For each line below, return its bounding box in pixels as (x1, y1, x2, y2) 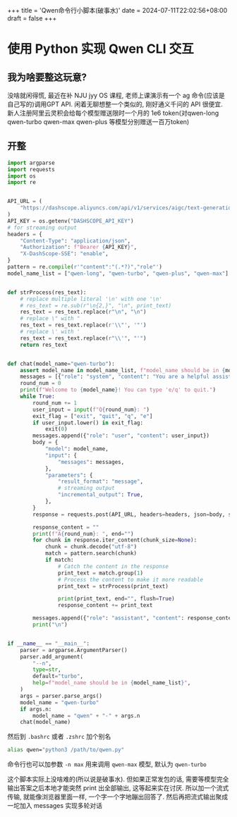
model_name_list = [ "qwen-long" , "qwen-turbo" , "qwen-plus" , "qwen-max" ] (7, 270, 229, 277)
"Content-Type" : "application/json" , (20, 237, 131, 245)
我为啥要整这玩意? (7, 71, 87, 83)
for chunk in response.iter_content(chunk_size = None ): (32, 536, 197, 544)
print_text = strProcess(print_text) (57, 582, 169, 590)
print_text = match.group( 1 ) (57, 570, 143, 577)
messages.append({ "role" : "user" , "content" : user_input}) (32, 432, 210, 439)
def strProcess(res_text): (7, 288, 87, 296)
